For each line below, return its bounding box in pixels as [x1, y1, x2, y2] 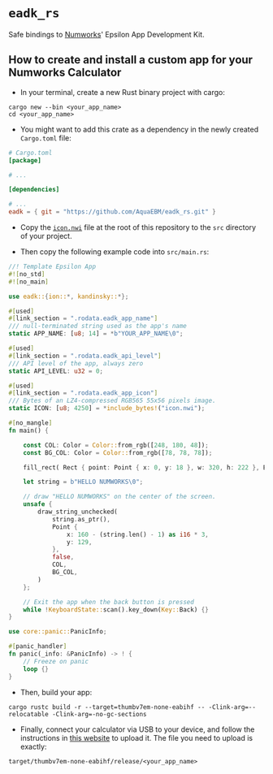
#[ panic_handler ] [8, 642, 67, 651]
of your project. [19, 231, 72, 240]
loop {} [23, 664, 49, 673]
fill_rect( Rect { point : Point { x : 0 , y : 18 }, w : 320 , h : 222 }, [23, 463, 260, 472]
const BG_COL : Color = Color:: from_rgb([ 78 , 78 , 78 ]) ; [23, 448, 213, 456]
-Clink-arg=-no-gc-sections [51, 710, 148, 718]
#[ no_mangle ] [8, 419, 53, 427]
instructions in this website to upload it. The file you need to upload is [19, 733, 253, 742]
